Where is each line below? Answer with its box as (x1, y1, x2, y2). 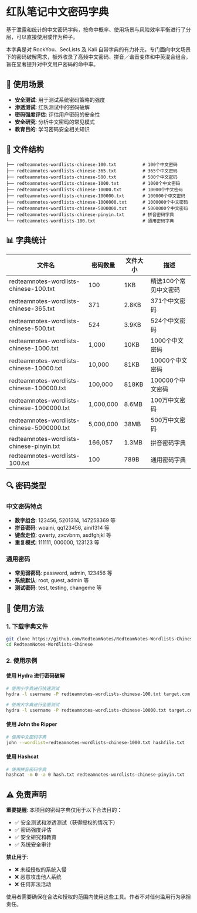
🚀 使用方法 (6, 603, 44, 613)
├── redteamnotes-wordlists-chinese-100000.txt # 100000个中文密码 (6, 192, 186, 199)
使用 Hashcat (6, 753, 39, 760)
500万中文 (150, 416, 180, 424)
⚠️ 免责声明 (6, 789, 47, 799)
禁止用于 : (6, 854, 29, 861)
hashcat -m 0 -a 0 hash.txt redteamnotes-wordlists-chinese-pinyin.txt (6, 772, 185, 778)
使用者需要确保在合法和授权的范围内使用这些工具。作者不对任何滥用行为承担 (6, 893, 191, 901)
